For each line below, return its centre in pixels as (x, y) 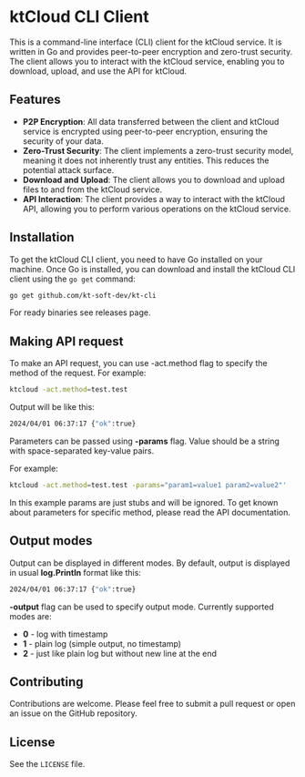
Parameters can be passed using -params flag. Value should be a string (145, 441)
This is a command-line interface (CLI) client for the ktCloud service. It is (146, 42)
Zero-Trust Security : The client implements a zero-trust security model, (158, 150)
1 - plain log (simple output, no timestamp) (102, 643)
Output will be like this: (52, 407)
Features (35, 100)
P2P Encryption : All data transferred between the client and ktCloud (151, 121)
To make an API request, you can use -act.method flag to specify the (138, 363)
